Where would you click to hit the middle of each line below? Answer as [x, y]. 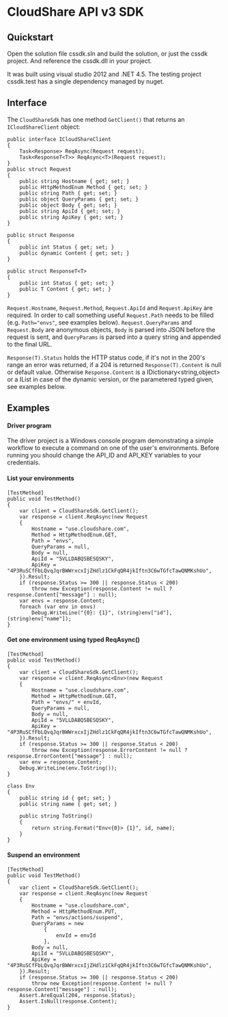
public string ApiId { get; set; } [70, 211]
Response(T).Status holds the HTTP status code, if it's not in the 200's [106, 357]
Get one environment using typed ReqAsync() [73, 640]
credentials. [24, 462]
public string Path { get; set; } [68, 193]
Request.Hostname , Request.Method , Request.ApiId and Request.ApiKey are [110, 307]
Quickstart [30, 37]
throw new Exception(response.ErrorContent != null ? [110, 750]
